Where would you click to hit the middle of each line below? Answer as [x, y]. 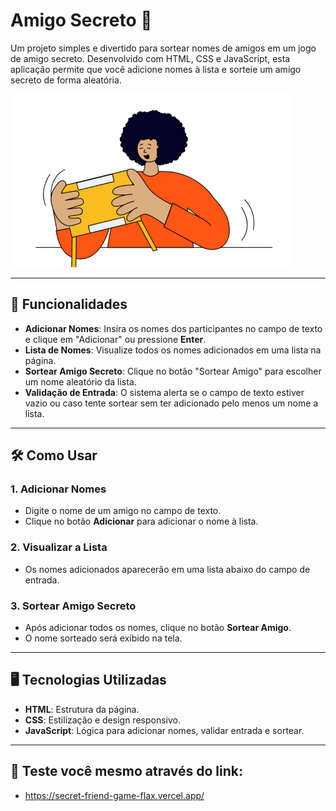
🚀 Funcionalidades [69, 304]
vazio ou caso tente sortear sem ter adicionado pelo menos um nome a [171, 403]
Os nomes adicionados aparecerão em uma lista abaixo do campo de [167, 569]
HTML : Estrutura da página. [82, 709]
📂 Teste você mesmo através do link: [126, 771]
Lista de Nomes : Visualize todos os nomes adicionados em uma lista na [173, 350]
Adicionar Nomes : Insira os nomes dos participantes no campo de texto [173, 328]
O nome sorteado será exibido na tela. [103, 638]
